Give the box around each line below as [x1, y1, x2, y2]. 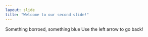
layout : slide [5, 7, 35, 13]
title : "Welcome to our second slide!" [5, 12, 89, 17]
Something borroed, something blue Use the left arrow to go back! [5, 26, 143, 32]
